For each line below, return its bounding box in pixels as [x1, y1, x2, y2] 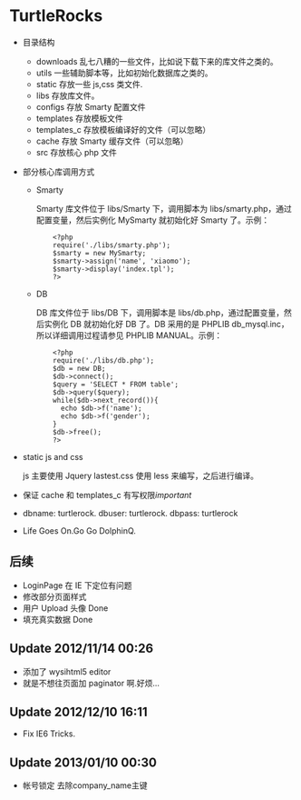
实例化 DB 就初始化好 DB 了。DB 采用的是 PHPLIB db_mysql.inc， [44, 318, 290, 329]
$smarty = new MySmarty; [53, 248, 147, 257]
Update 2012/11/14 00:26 [9, 641, 154, 656]
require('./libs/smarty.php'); [53, 240, 170, 250]
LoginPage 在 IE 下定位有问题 [22, 579, 132, 591]
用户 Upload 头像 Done [22, 602, 109, 614]
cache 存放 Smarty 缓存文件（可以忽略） [35, 135, 189, 146]
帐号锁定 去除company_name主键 [22, 780, 148, 791]
